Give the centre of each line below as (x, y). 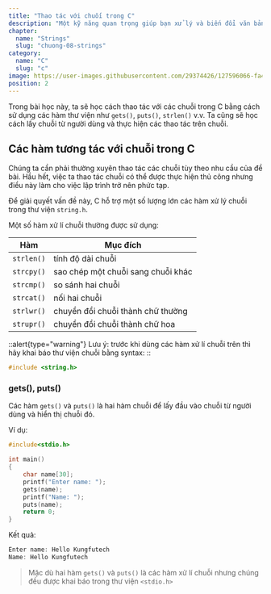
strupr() (29, 324)
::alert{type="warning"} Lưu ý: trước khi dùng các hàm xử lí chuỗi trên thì (130, 345)
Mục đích (123, 245)
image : (19, 76)
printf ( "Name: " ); (54, 497)
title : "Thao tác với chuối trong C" (72, 16)
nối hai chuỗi (78, 298)
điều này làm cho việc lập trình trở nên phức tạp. (89, 186)
